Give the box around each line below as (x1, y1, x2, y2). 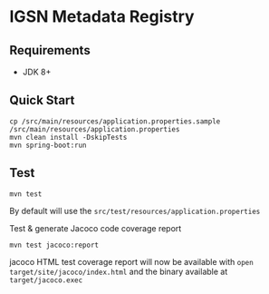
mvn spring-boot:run (9, 141, 88, 150)
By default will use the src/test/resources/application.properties (9, 205, 261, 216)
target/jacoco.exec (9, 275, 83, 285)
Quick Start (9, 93, 75, 108)
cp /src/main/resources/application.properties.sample (9, 116, 221, 126)
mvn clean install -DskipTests (9, 132, 128, 142)
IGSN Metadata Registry (9, 6, 195, 27)
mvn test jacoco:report (9, 240, 100, 250)
